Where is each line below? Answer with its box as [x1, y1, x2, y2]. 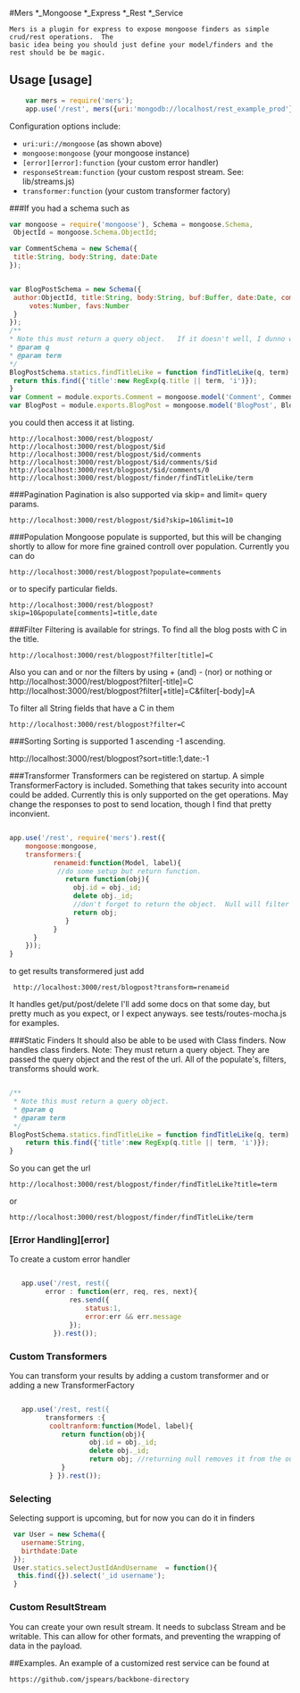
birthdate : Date [21, 1547, 78, 1555]
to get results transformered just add [9, 966, 145, 977]
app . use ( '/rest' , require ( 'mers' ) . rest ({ [9, 834, 166, 843]
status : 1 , [85, 1304, 122, 1314]
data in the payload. [9, 1640, 83, 1651]
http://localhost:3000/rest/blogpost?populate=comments [9, 568, 221, 577]
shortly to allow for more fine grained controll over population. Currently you [9, 541, 290, 552]
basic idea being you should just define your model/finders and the [9, 40, 274, 49]
